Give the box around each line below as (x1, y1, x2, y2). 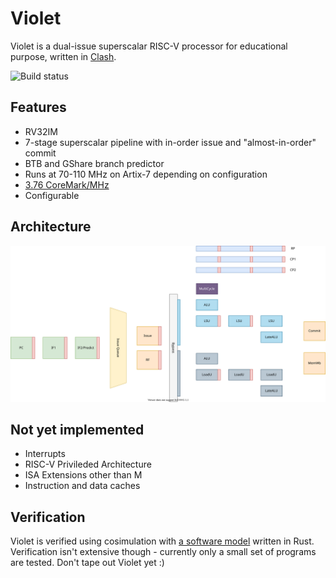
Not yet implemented (10, 421, 145, 438)
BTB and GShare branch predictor (24, 157, 165, 169)
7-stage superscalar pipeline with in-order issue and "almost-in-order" (24, 136, 317, 148)
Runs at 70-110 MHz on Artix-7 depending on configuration (24, 168, 268, 180)
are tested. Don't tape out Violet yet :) (10, 557, 165, 569)
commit (24, 147, 57, 159)
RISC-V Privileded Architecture (24, 458, 152, 471)
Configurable (24, 189, 80, 201)
